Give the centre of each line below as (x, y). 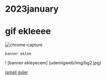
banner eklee (18, 54)
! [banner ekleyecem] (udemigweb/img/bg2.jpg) (53, 63)
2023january (32, 9)
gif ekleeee (28, 31)
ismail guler (17, 72)
